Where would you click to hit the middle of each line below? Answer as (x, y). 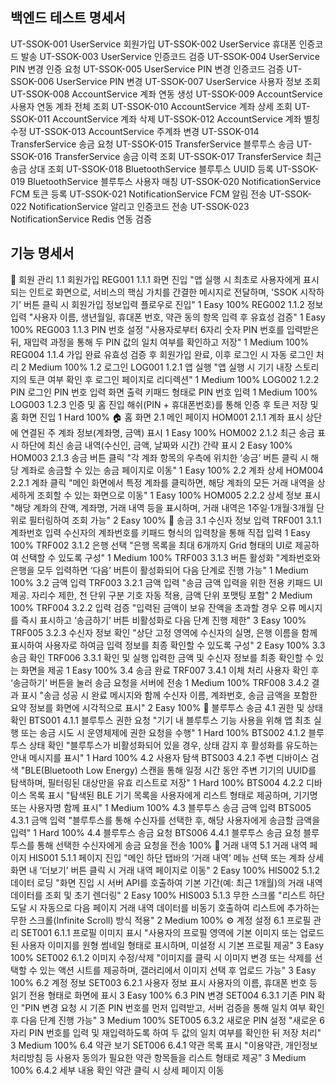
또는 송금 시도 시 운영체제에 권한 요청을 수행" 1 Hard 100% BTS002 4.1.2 (163, 732)
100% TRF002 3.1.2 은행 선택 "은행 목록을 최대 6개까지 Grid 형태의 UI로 (151, 545)
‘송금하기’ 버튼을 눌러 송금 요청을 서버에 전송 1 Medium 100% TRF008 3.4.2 (160, 682)
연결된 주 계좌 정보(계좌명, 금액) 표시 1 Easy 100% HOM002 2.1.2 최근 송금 (167, 432)
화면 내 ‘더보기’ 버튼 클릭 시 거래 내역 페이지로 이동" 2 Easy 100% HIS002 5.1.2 (165, 870)
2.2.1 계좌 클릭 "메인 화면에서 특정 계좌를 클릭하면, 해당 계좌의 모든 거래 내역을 (162, 482)
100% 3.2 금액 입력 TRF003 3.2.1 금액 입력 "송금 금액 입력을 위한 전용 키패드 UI (166, 582)
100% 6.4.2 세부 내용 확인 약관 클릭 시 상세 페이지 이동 (117, 1070)
